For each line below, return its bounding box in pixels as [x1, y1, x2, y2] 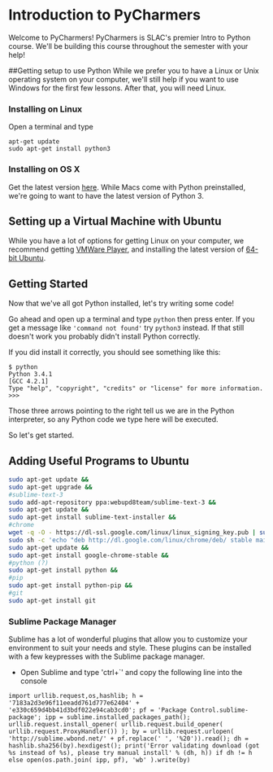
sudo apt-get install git [8, 596, 96, 604]
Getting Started [8, 277, 89, 291]
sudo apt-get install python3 [8, 145, 111, 153]
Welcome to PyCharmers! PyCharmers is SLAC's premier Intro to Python [8, 33, 251, 42]
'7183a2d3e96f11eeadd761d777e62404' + [8, 699, 140, 708]
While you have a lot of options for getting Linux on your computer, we [8, 236, 245, 246]
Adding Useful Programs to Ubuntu [8, 454, 189, 467]
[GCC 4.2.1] [8, 377, 49, 386]
